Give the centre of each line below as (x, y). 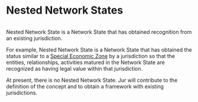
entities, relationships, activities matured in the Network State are (86, 62)
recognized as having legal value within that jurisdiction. (74, 68)
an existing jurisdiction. (34, 38)
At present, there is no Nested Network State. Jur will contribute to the (92, 80)
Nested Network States (65, 10)
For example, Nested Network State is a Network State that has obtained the (99, 50)
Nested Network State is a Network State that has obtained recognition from (99, 32)
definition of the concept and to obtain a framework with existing (85, 86)
